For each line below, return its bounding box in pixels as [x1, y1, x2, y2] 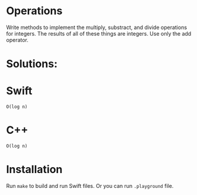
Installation [6, 163, 63, 176]
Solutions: [6, 57, 58, 71]
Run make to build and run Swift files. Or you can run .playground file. [6, 182, 174, 189]
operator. [6, 36, 28, 43]
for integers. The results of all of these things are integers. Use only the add [6, 30, 192, 37]
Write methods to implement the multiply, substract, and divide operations [6, 24, 188, 31]
